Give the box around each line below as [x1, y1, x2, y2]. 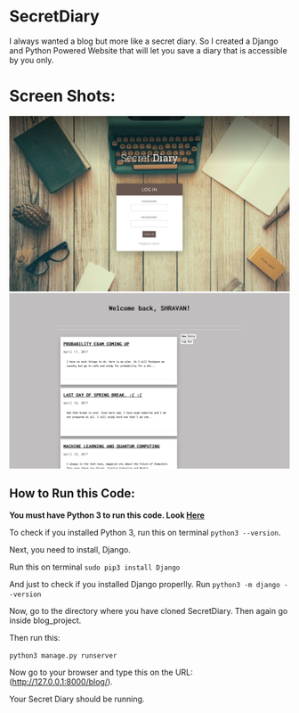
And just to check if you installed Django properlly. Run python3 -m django [9, 578, 280, 589]
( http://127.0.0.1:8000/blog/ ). [9, 676, 113, 687]
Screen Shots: [9, 86, 116, 106]
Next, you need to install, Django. [9, 544, 131, 554]
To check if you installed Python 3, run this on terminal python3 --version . [9, 527, 281, 537]
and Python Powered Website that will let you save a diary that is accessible [9, 45, 287, 55]
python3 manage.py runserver [9, 651, 117, 660]
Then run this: [9, 632, 61, 643]
